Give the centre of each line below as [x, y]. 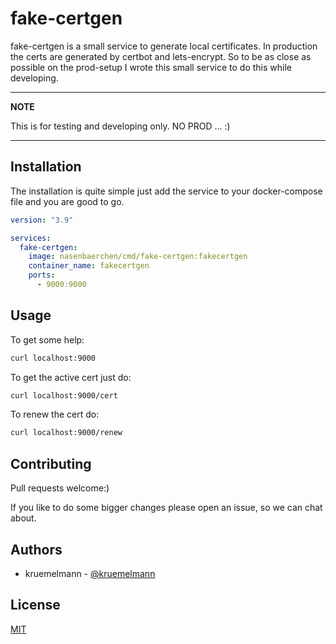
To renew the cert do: [55, 414]
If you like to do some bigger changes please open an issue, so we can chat [166, 508]
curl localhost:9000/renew [66, 433]
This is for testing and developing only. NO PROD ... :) [120, 126]
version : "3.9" [42, 220]
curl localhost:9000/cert [64, 395]
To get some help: [47, 339]
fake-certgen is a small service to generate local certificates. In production [164, 46]
